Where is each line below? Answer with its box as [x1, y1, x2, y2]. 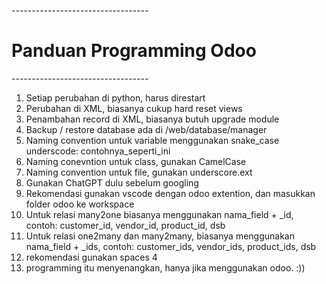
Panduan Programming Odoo [11, 40, 257, 62]
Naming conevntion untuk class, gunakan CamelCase [25, 155, 247, 167]
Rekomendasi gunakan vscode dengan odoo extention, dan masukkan [25, 187, 316, 199]
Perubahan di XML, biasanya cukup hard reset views [25, 102, 243, 114]
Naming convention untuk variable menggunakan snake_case [25, 134, 280, 146]
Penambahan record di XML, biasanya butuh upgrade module [25, 113, 280, 125]
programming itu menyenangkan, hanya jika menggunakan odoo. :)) [25, 261, 306, 274]
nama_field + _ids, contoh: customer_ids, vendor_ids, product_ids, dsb [25, 240, 317, 252]
